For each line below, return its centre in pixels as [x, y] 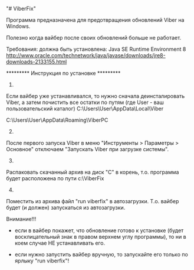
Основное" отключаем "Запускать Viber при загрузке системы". [88, 149]
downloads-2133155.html [37, 62]
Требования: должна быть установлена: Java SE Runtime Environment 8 [96, 49]
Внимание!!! [21, 219]
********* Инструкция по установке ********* [63, 73]
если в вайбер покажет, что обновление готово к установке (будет [99, 230]
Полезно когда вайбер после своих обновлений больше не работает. [94, 38]
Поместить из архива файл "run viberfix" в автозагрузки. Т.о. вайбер [93, 201]
